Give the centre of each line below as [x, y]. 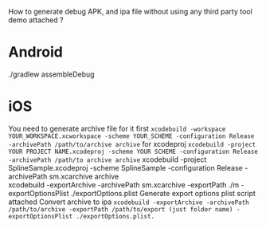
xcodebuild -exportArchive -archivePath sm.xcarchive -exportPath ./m [124, 185]
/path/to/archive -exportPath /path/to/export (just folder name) [121, 209]
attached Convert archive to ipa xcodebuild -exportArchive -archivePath [129, 202]
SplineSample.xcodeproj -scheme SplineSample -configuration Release [125, 167]
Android [36, 52]
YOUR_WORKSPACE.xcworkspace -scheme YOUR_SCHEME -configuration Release [131, 136]
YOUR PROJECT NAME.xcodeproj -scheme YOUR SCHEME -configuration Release [133, 151]
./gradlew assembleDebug [51, 74]
